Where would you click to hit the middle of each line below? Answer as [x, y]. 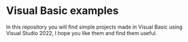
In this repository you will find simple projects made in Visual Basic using [94, 27]
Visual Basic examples [62, 11]
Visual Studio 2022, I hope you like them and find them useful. [82, 33]
